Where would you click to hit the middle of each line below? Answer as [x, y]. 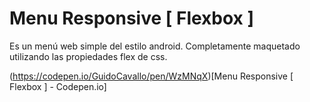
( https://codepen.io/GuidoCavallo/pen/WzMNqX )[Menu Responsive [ [151, 76]
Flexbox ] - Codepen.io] [58, 86]
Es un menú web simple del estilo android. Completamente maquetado [155, 46]
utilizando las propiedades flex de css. [88, 56]
